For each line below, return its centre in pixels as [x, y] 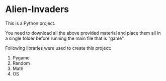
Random [21, 63]
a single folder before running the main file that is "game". [65, 38]
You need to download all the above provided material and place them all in [83, 33]
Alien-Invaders [37, 9]
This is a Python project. [30, 23]
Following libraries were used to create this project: [58, 48]
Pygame [21, 58]
